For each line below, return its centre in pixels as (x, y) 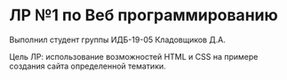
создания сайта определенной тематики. (88, 66)
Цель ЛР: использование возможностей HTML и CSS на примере (134, 56)
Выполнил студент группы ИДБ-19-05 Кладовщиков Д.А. (118, 40)
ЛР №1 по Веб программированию (143, 15)
